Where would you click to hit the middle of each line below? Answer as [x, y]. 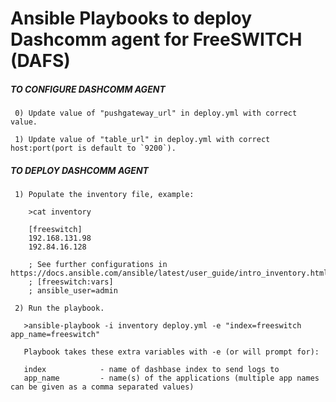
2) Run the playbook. [59, 308]
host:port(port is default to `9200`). [93, 148]
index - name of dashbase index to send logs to [151, 370]
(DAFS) [40, 61]
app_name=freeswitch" [55, 335]
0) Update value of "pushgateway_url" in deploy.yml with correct [156, 113]
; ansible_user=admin [73, 291]
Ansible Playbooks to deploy [131, 18]
